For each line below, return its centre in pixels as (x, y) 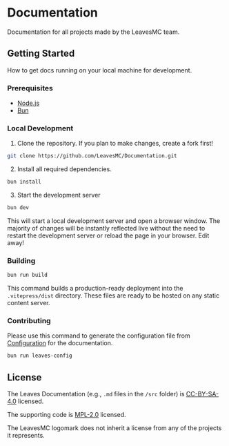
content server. (29, 303)
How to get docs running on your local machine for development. (100, 70)
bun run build (28, 275)
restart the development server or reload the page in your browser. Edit (108, 235)
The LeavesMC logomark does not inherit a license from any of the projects (114, 428)
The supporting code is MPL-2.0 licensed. (67, 415)
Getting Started (41, 54)
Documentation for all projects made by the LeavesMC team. (93, 32)
